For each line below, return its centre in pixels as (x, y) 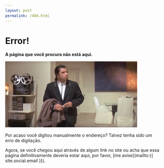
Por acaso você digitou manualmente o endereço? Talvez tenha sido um (79, 135)
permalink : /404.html (27, 16)
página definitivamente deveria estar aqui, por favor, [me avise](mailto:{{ (79, 156)
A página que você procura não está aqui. (49, 55)
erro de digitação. (23, 141)
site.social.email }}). (25, 161)
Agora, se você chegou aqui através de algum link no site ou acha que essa (82, 150)
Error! (17, 41)
